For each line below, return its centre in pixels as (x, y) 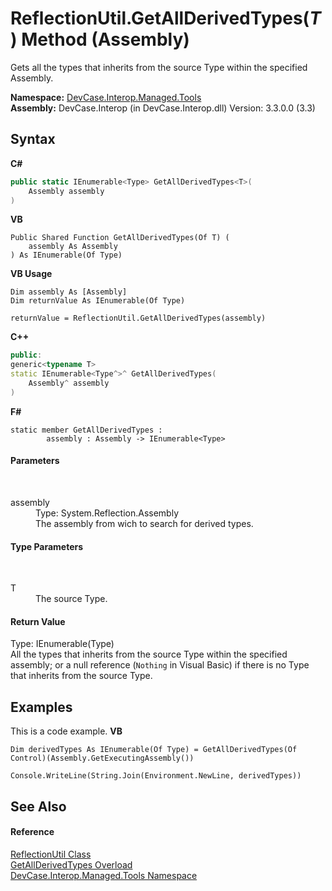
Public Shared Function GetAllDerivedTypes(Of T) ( (120, 238)
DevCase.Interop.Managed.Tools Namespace (104, 875)
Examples (41, 707)
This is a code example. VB (66, 731)
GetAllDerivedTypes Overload (71, 864)
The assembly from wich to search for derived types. (144, 523)
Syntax (33, 139)
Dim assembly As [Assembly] (69, 292)
